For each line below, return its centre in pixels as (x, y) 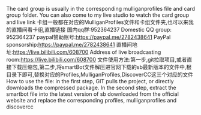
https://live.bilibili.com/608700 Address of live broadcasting (87, 52)
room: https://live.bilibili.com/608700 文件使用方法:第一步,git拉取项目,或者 (97, 60)
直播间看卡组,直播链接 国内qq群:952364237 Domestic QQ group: (91, 30)
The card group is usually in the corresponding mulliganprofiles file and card (101, 9)
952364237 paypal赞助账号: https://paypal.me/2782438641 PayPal (88, 37)
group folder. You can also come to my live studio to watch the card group (98, 15)
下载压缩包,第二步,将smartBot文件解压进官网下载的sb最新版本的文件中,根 (101, 67)
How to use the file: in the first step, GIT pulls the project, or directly (90, 81)
